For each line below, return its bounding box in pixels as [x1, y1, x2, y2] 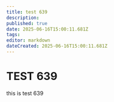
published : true [6, 20, 48, 26]
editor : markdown [6, 37, 51, 43]
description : [6, 15, 40, 21]
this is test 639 [6, 89, 44, 97]
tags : [6, 32, 20, 38]
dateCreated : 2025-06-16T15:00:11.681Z [6, 43, 108, 49]
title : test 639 [6, 9, 48, 15]
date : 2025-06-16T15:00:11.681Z [6, 26, 88, 32]
